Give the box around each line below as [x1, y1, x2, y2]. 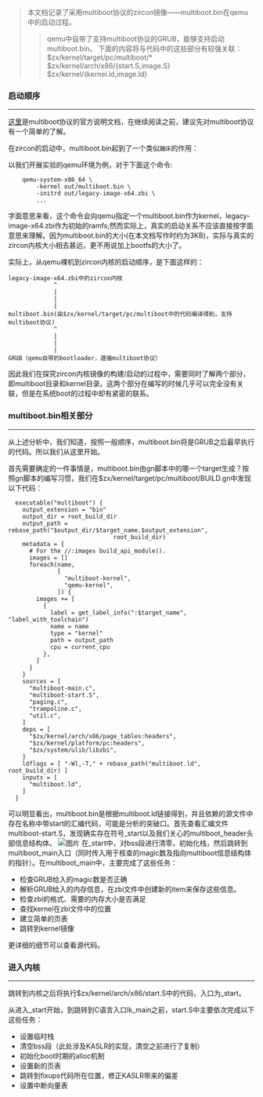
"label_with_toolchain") [8, 615, 89, 623]
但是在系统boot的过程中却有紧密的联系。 [21, 388, 153, 399]
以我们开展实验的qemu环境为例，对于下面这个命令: [8, 160, 173, 169]
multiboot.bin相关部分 [8, 410, 93, 421]
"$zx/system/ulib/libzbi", [28, 745, 117, 754]
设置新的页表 [19, 1061, 61, 1070]
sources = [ [22, 677, 61, 685]
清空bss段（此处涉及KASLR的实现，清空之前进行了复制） [19, 1041, 205, 1051]
